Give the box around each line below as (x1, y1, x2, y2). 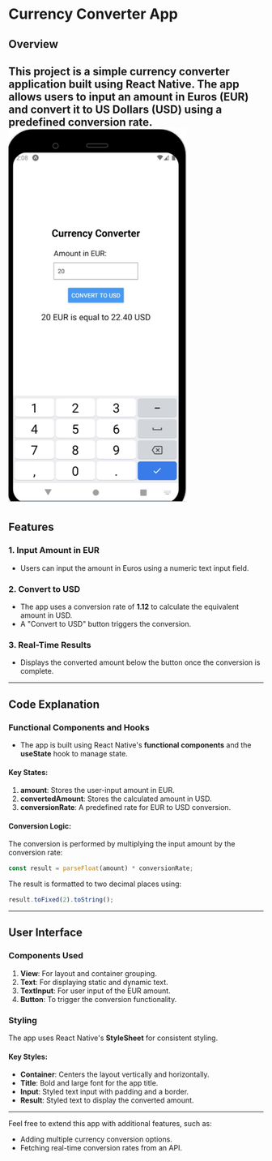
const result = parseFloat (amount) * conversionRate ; (8, 864, 194, 872)
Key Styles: (8, 1052, 49, 1061)
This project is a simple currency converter (8, 64, 231, 78)
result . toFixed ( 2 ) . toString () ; (8, 896, 114, 904)
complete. (19, 666, 54, 676)
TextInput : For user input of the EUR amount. (19, 986, 172, 996)
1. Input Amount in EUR (8, 545, 100, 556)
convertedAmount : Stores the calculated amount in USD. (19, 794, 212, 803)
